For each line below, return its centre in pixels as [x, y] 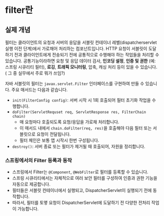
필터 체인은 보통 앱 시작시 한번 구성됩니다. [59, 140]
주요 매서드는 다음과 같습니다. [40, 90]
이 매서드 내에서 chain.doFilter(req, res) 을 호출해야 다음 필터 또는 [85, 128]
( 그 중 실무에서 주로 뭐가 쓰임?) [35, 73]
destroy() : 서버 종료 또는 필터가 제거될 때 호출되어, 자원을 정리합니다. [79, 146]
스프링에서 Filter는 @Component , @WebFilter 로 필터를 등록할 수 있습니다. [80, 172]
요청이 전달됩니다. [54, 134]
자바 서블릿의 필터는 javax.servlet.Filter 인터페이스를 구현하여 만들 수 [75, 83]
